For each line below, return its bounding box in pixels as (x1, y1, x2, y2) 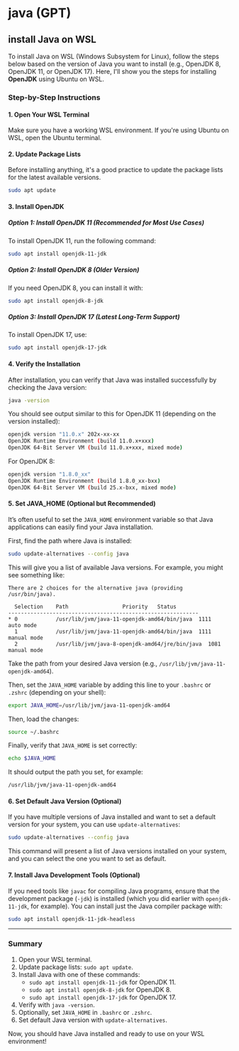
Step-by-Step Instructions (8, 92, 101, 102)
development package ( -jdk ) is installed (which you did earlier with (8, 894, 204, 902)
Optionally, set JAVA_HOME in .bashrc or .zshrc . (18, 1008, 152, 1016)
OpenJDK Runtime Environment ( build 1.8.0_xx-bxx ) (8, 477, 161, 484)
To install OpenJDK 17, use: (8, 331, 87, 339)
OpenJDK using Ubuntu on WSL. (8, 75, 105, 83)
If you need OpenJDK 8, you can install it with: (8, 283, 143, 292)
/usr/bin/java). (8, 590, 56, 598)
